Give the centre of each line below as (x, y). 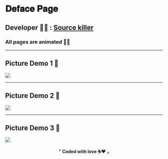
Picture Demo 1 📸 (32, 63)
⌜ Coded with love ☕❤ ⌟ (84, 151)
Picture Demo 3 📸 (32, 128)
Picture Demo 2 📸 (32, 96)
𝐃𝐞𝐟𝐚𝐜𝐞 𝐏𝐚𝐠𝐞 (32, 9)
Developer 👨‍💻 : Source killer (49, 27)
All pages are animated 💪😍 (38, 42)
